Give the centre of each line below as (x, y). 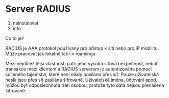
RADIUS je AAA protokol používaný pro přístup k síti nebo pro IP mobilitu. (82, 48)
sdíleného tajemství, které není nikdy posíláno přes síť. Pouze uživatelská (82, 74)
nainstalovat (26, 23)
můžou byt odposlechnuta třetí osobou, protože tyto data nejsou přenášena (85, 85)
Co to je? (15, 38)
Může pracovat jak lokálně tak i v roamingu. (51, 54)
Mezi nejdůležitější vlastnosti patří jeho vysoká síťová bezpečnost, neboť (82, 63)
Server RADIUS (38, 9)
